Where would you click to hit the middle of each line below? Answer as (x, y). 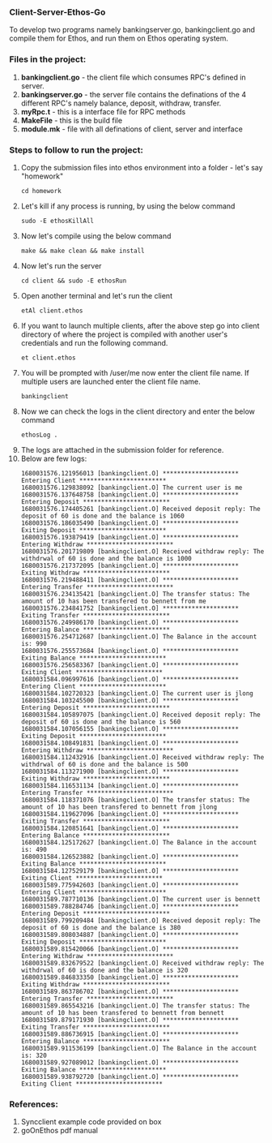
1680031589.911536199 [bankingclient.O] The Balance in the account (139, 1048)
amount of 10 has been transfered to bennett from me (113, 601)
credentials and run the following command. (94, 342)
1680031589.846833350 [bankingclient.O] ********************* (130, 977)
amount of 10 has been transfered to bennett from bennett (123, 1012)
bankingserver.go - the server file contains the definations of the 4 (133, 94)
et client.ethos (48, 358)
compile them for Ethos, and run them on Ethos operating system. (119, 38)
